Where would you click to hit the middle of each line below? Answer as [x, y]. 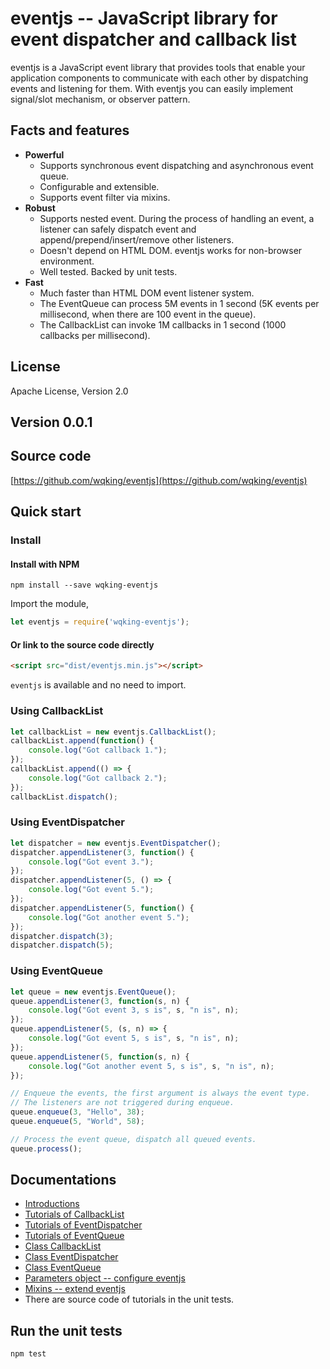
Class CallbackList [63, 1246]
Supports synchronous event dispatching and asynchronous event [176, 165]
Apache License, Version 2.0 [69, 391]
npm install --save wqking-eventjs [84, 585]
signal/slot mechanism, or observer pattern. [100, 99]
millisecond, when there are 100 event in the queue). [148, 314]
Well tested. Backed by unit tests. [108, 271]
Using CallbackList [57, 711]
